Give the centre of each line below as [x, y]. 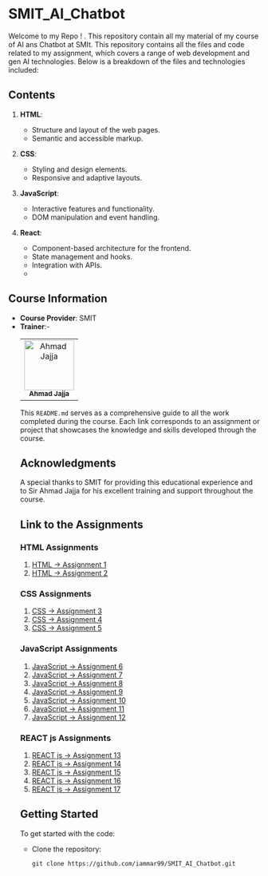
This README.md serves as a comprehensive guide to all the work [124, 413]
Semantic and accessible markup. [87, 138]
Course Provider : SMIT [58, 318]
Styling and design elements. [79, 169]
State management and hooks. [82, 256]
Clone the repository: [67, 849]
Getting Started [59, 814]
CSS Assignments [55, 593]
